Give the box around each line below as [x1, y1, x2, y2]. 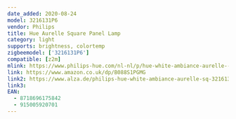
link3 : [7, 82, 27, 89]
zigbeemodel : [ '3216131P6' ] [7, 50, 90, 57]
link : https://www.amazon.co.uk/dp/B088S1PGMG [7, 69, 146, 76]
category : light [7, 36, 55, 43]
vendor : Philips [7, 23, 55, 30]
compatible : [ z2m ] [7, 56, 61, 63]
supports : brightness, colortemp [7, 43, 105, 50]
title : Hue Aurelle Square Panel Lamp [7, 29, 121, 37]
